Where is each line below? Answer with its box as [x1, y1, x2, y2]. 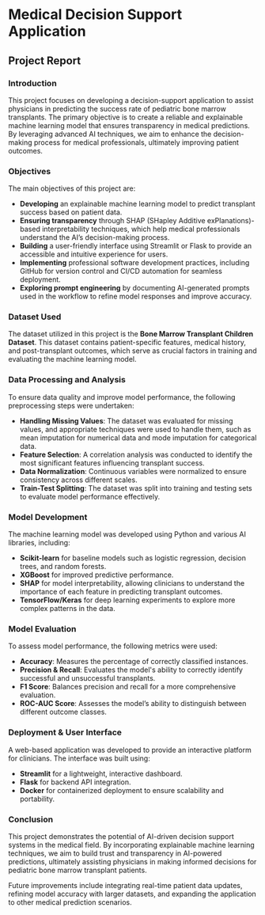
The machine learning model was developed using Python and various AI [8, 530, 247, 539]
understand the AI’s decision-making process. [19, 233, 170, 242]
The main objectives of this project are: [8, 184, 136, 193]
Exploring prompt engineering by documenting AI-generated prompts [19, 283, 250, 293]
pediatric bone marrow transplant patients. [8, 865, 148, 875]
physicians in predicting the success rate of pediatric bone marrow [8, 104, 227, 113]
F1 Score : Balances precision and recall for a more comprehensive [19, 682, 236, 692]
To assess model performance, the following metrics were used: [8, 641, 218, 651]
